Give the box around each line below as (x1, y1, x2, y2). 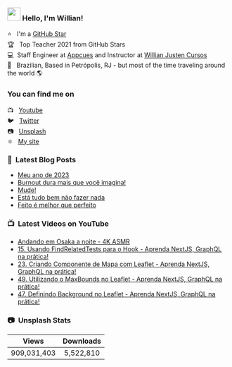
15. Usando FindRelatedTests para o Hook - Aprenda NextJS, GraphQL (17, 245, 222, 253)
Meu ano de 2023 (17, 170, 70, 179)
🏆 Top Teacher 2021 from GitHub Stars (7, 40, 125, 49)
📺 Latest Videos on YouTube (7, 219, 109, 229)
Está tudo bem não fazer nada (17, 193, 105, 201)
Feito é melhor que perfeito (17, 200, 96, 209)
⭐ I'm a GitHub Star (7, 30, 67, 38)
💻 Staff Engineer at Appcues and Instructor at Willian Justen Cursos (7, 51, 207, 59)
